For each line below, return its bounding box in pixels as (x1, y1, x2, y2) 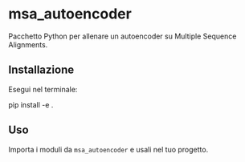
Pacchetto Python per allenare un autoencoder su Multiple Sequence (8, 31, 237, 41)
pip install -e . (8, 99, 54, 109)
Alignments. (8, 39, 48, 49)
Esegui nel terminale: (8, 84, 78, 94)
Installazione (8, 63, 75, 77)
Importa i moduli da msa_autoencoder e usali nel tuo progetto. (8, 144, 209, 154)
